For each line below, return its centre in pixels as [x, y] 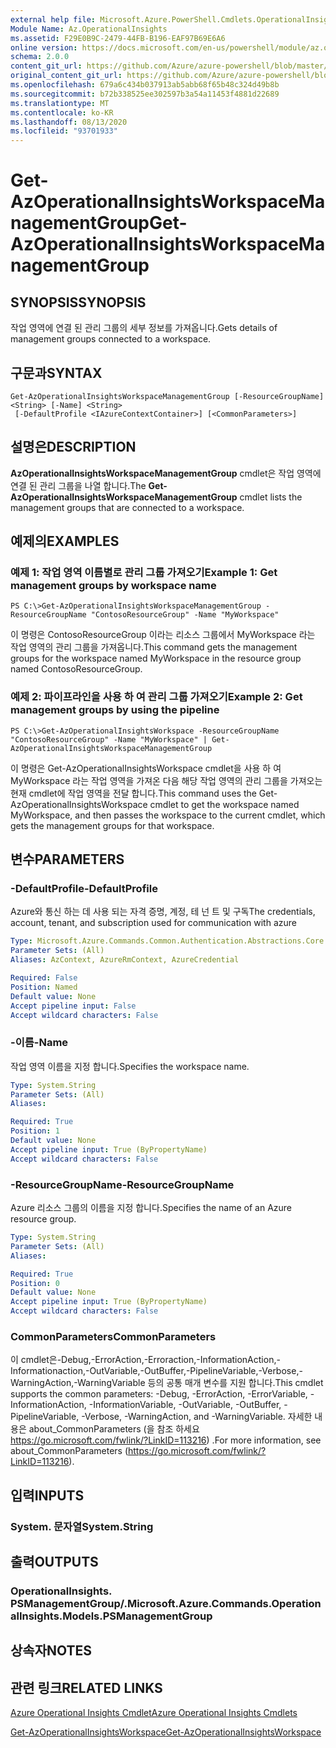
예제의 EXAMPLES [65, 541]
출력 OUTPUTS [54, 1562]
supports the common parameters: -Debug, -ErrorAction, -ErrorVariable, [159, 1394]
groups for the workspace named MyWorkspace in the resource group [156, 658]
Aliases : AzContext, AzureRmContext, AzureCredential [125, 960]
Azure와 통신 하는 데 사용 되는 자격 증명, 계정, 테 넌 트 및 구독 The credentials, [163, 912]
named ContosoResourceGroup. [76, 669]
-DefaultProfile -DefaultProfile [84, 889]
